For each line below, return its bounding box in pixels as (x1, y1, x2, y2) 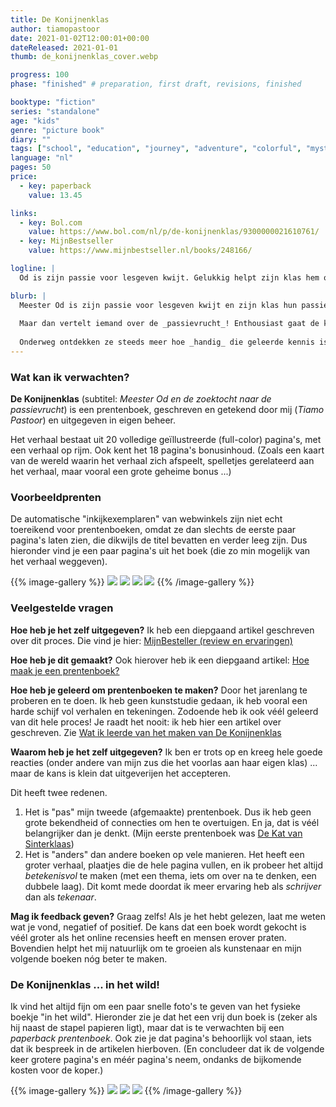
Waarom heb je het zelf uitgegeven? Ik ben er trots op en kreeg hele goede (10, 746, 323, 758)
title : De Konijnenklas (10, 14, 110, 25)
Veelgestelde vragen (10, 601, 114, 615)
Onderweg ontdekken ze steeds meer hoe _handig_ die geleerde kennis (19, 337, 315, 348)
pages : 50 (10, 162, 52, 173)
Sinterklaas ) (24, 837, 75, 850)
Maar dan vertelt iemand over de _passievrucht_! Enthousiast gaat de (19, 319, 320, 329)
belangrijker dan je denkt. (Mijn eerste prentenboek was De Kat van (24, 827, 303, 839)
